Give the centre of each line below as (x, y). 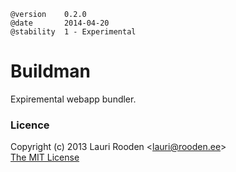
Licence (30, 125)
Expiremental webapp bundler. (73, 99)
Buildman (51, 71)
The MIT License (45, 157)
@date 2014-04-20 (60, 23)
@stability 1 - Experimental (73, 32)
